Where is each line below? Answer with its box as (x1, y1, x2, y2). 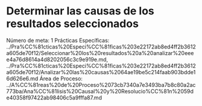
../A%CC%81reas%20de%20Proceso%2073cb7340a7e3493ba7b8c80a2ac (6, 81, 196, 88)
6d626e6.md (6, 75, 39, 82)
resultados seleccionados (6, 17, 139, 31)
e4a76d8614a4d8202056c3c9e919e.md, (6, 56, 109, 63)
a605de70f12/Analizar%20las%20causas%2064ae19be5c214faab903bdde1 (6, 68, 196, 75)
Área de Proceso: (39, 75, 83, 82)
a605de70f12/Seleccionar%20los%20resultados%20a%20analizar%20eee (6, 49, 194, 56)
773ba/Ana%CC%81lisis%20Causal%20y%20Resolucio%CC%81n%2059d (6, 87, 194, 95)
